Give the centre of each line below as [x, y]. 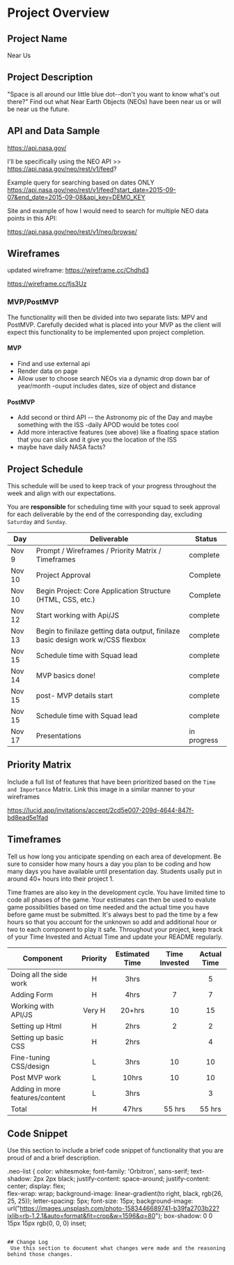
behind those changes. [40, 1255]
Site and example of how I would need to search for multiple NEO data [108, 210]
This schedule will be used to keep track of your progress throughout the [112, 485]
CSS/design [30, 1066]
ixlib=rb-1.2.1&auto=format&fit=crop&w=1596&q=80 [81, 1216]
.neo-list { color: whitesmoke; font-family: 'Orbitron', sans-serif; [98, 1171]
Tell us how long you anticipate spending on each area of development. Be [114, 856]
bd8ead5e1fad [28, 817]
